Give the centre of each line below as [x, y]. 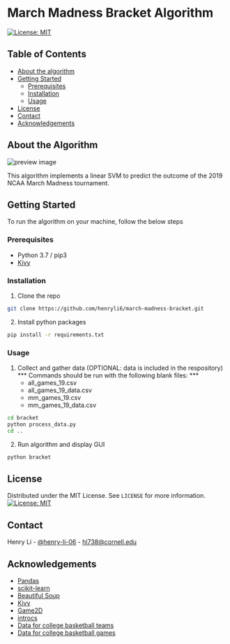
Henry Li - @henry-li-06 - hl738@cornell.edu [72, 542]
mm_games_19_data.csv [62, 405]
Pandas [28, 580]
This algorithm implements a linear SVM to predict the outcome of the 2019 [115, 176]
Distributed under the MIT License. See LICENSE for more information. [106, 496]
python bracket [29, 457]
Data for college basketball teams [66, 625]
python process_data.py [42, 424]
